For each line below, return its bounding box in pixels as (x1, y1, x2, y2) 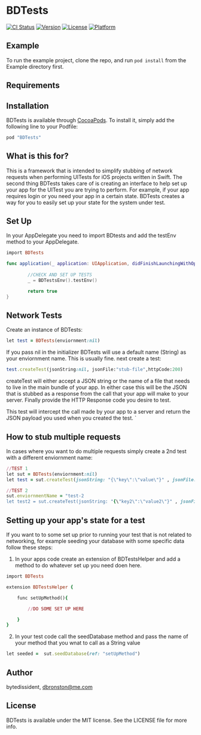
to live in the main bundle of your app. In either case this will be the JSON (6, 384, 187, 391)
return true (28, 288, 58, 294)
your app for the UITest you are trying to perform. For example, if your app (6, 186, 190, 193)
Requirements (6, 80, 60, 90)
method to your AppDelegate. (6, 238, 80, 245)
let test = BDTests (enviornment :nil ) (6, 338, 100, 344)
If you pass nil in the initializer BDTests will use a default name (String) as (6, 348, 187, 356)
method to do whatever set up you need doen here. (14, 562, 142, 569)
